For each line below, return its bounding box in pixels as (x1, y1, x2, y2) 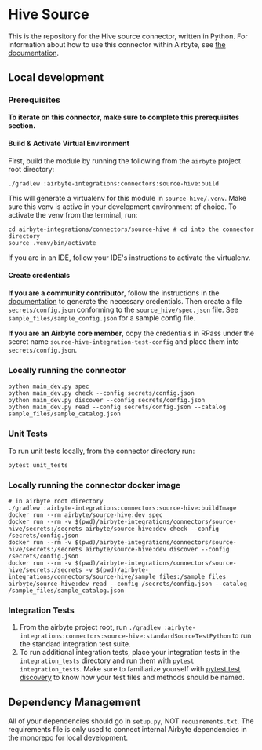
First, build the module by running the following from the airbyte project (8, 155, 242, 166)
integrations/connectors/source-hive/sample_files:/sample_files (8, 573, 226, 580)
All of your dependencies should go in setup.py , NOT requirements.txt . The (8, 716, 254, 726)
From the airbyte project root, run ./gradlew (19, 623, 161, 632)
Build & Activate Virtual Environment (8, 139, 129, 148)
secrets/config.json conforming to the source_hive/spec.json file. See (8, 305, 239, 315)
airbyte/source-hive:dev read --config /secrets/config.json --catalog (8, 580, 247, 587)
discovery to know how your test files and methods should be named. (19, 673, 246, 682)
